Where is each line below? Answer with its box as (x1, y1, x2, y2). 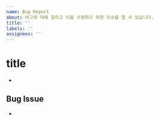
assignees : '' (6, 31, 42, 37)
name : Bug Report (6, 8, 50, 15)
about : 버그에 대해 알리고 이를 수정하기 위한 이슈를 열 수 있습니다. (6, 14, 154, 20)
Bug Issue (6, 94, 44, 104)
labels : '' (6, 25, 33, 32)
